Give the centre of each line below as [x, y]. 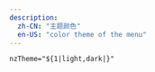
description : [34, 18]
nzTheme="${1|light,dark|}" [62, 59]
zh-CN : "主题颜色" [49, 26]
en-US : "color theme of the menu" [82, 34]
